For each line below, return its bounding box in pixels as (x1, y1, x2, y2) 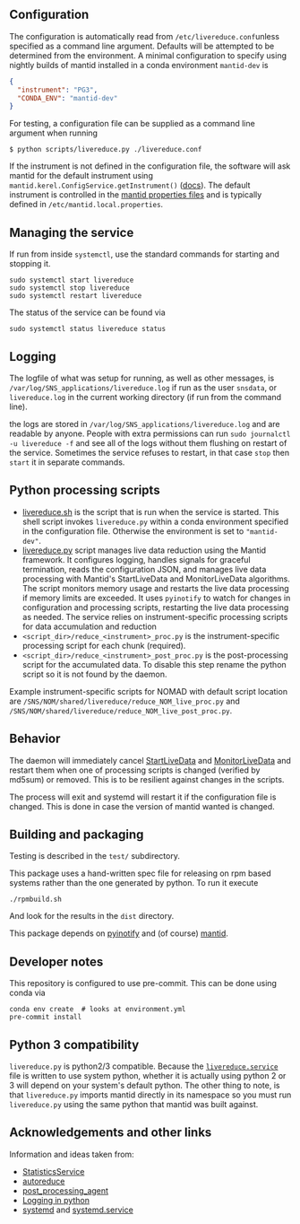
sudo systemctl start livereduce (9, 275, 134, 285)
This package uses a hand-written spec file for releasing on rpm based (9, 868, 271, 879)
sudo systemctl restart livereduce (9, 292, 142, 301)
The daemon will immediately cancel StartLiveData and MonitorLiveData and (9, 755, 291, 765)
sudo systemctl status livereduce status (9, 325, 167, 334)
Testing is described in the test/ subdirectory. (9, 851, 181, 861)
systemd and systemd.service (21, 1204, 134, 1215)
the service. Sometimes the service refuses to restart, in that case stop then (9, 447, 289, 458)
